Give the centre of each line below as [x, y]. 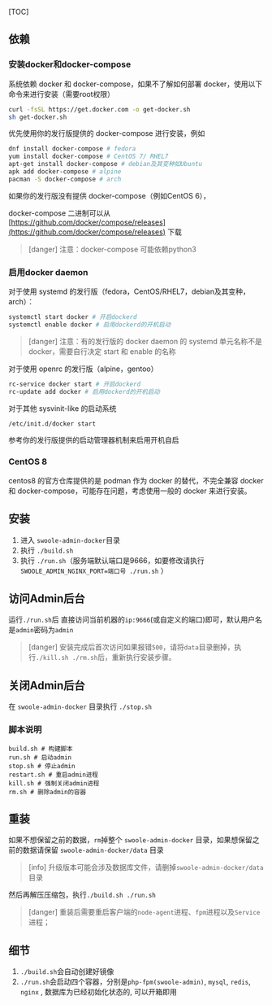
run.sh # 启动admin [40, 757]
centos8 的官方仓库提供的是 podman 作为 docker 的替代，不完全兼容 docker [136, 480]
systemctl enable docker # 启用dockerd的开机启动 [90, 325]
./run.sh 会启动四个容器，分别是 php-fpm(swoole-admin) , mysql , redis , [136, 982]
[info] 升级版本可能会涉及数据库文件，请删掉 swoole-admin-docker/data [146, 867]
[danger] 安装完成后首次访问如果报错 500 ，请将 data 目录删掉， [131, 647]
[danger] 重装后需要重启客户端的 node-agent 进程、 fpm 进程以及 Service [144, 912]
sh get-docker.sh [38, 117]
